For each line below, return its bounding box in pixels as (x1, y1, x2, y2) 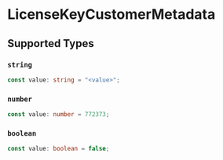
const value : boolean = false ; (7, 145, 110, 153)
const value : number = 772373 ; (7, 111, 110, 118)
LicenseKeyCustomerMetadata (7, 5, 216, 24)
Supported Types (7, 37, 95, 50)
